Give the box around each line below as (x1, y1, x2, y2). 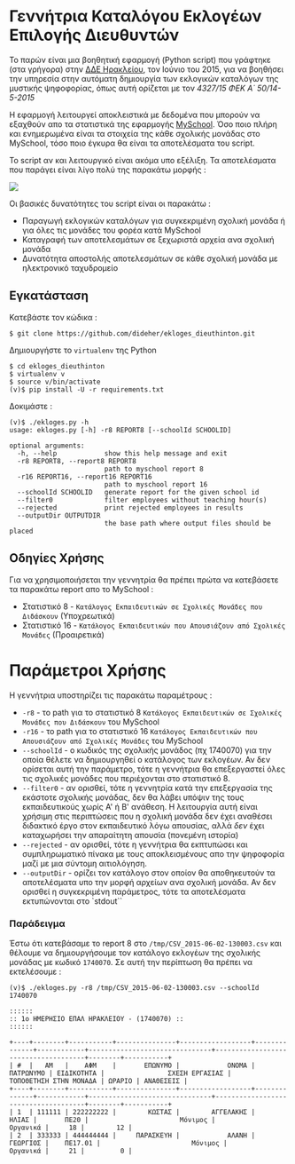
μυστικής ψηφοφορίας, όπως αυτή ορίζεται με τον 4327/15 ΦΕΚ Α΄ (9, 83, 255, 93)
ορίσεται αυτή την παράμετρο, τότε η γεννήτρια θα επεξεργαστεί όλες (21, 764, 286, 774)
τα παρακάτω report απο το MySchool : (9, 583, 154, 594)
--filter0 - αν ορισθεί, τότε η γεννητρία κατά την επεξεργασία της (21, 782, 273, 793)
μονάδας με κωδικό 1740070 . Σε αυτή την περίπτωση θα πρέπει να (9, 956, 252, 967)
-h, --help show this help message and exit (17, 448, 228, 458)
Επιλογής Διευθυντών (9, 25, 180, 45)
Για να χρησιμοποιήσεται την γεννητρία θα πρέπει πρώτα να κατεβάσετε (9, 574, 279, 585)
